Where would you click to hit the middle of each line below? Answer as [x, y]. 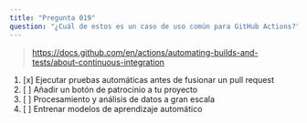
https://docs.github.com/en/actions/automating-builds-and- [145, 52]
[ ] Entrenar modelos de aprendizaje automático [112, 108]
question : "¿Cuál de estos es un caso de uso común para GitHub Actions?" [155, 26]
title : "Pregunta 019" [53, 18]
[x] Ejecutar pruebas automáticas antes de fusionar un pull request [148, 79]
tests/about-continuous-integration [98, 62]
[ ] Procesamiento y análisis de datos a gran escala [119, 99]
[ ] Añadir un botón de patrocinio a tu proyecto [110, 89]
